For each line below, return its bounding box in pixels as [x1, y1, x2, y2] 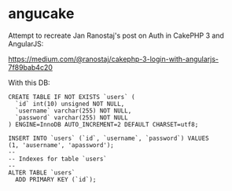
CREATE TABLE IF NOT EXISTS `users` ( [8, 93, 135, 101]
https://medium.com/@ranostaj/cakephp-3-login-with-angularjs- [8, 54, 219, 64]
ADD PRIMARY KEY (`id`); [15, 175, 97, 183]
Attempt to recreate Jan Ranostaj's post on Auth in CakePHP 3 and [8, 31, 224, 40]
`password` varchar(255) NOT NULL [15, 113, 128, 122]
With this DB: [8, 78, 50, 87]
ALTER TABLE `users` [8, 168, 76, 177]
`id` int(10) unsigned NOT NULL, [15, 100, 125, 108]
